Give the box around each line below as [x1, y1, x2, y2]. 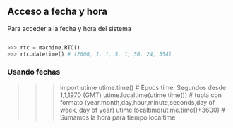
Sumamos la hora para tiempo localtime [59, 113, 176, 122]
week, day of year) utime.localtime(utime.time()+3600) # [59, 105, 226, 114]
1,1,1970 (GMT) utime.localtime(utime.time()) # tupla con [59, 91, 222, 99]
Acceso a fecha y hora [7, 6, 108, 18]
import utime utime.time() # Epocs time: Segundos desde [59, 83, 227, 91]
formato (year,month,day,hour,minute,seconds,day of [59, 98, 215, 106]
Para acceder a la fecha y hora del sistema [7, 24, 132, 32]
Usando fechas [7, 67, 61, 77]
